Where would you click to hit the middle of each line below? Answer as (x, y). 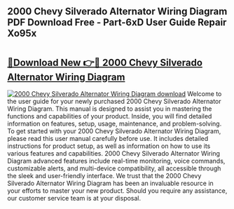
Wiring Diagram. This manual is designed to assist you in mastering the (110, 109)
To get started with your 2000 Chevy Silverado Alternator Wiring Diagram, (114, 131)
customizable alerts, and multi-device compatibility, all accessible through (114, 168)
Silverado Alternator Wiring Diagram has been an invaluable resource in (110, 183)
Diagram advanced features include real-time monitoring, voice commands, (116, 161)
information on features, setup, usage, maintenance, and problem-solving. (115, 123)
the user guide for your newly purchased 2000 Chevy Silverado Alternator (115, 101)
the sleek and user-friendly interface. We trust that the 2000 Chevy (104, 176)
